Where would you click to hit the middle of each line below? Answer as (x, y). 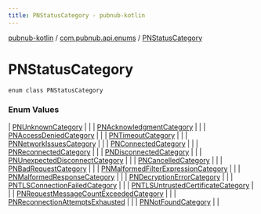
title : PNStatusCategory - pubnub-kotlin (77, 15)
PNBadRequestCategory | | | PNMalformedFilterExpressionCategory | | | (124, 169)
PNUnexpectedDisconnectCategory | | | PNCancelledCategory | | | (116, 160)
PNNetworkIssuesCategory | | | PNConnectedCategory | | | (103, 143)
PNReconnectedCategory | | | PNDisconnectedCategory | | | (105, 152)
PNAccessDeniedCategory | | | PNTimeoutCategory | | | (98, 135)
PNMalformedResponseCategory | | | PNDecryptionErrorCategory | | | (121, 176)
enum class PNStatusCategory (56, 90)
